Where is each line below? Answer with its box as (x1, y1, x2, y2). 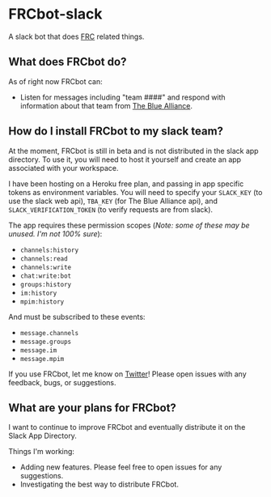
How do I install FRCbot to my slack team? (8, 125, 224, 138)
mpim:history (19, 297, 65, 306)
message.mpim (19, 355, 65, 363)
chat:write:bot (19, 272, 72, 280)
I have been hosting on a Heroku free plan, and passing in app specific (8, 179, 244, 189)
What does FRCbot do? (8, 55, 127, 69)
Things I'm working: (8, 447, 75, 457)
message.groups (19, 338, 72, 346)
